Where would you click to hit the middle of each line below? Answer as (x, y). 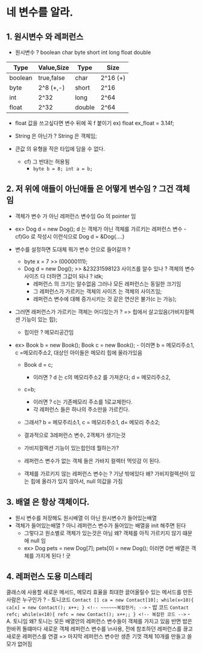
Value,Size (54, 67)
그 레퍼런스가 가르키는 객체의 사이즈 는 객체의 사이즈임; (97, 291)
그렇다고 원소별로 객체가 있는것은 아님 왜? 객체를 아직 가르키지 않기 (103, 533)
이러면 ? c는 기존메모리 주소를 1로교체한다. (83, 402)
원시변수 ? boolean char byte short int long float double (83, 52)
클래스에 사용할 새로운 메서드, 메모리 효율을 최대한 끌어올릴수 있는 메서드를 (94, 592)
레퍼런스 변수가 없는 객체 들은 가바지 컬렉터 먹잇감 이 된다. (92, 461)
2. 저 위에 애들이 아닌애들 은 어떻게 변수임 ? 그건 (90, 189)
